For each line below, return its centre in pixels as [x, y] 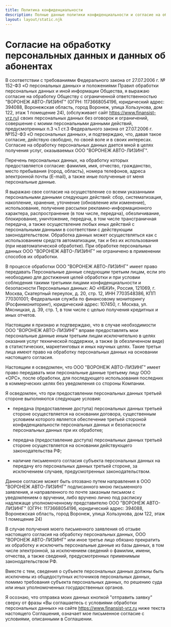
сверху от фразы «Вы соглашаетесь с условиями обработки [71, 603]
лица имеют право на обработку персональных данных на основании [82, 352]
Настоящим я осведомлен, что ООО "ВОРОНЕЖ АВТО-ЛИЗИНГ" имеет [83, 367]
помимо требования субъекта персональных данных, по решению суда [84, 582]
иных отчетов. [21, 315]
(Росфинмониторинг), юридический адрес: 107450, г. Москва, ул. [76, 304]
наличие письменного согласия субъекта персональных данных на [86, 461]
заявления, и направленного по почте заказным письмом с [70, 492]
